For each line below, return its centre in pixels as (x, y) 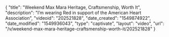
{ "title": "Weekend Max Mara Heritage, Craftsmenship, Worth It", (73, 7)
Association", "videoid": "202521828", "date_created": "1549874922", (78, 18)
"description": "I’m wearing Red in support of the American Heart (73, 13)
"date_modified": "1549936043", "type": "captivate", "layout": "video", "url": (85, 23)
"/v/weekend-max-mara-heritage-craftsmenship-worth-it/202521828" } (80, 29)
